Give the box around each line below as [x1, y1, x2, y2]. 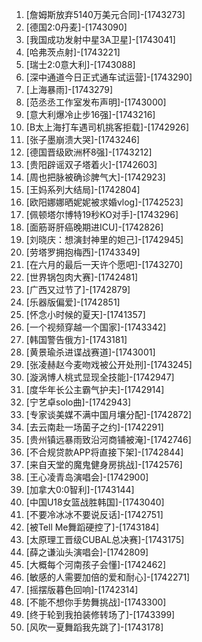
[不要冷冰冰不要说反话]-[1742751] [25, 509, 164, 520]
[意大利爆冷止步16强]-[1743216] [25, 109, 156, 120]
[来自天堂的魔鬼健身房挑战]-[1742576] [25, 459, 183, 470]
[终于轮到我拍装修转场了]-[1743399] [25, 609, 176, 620]
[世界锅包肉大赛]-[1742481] [25, 271, 139, 283]
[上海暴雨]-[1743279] [25, 84, 114, 95]
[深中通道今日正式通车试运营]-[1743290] [25, 71, 193, 83]
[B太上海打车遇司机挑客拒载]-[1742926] [25, 121, 190, 133]
